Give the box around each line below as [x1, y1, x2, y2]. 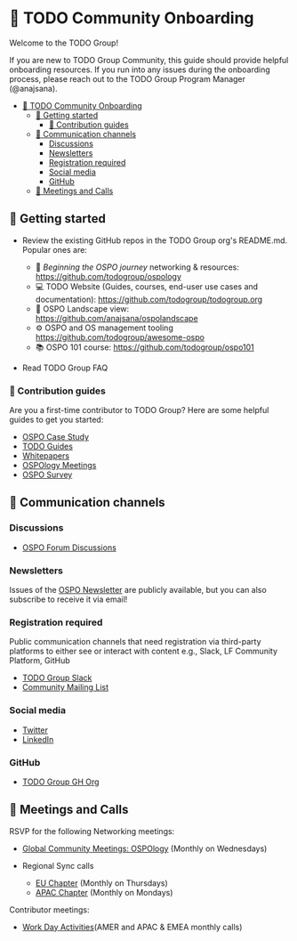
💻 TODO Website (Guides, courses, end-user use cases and [35, 280, 259, 292]
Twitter [21, 725, 49, 735]
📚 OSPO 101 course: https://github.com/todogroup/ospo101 [35, 342, 255, 353]
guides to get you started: [9, 414, 104, 426]
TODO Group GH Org [21, 776, 100, 787]
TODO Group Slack [21, 672, 92, 684]
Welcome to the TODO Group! [9, 37, 118, 48]
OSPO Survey [21, 469, 73, 480]
